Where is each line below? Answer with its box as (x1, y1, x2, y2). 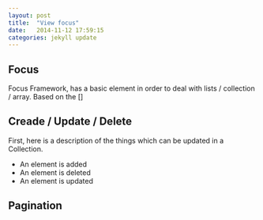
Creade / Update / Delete (8, 115, 133, 129)
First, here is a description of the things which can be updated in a (8, 136, 224, 145)
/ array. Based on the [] (8, 92, 84, 102)
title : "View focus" (8, 19, 80, 27)
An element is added (19, 159, 88, 169)
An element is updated (19, 176, 93, 185)
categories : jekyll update (8, 33, 97, 42)
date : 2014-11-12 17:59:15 (8, 26, 104, 34)
